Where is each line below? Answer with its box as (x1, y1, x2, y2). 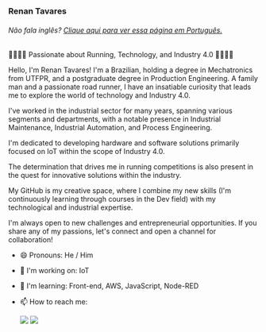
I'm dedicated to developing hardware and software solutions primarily (8, 138, 240, 148)
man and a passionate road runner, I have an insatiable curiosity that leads (8, 82, 252, 92)
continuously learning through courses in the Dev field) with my (8, 195, 216, 204)
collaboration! (8, 235, 53, 245)
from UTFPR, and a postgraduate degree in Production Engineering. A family (8, 74, 258, 83)
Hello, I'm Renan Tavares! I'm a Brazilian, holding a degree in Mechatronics (8, 65, 253, 75)
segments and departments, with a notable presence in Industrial (8, 114, 221, 124)
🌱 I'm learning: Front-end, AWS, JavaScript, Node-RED (19, 281, 199, 291)
